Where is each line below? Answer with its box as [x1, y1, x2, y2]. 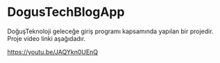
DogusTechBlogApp [7, 4, 125, 20]
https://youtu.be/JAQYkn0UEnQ [7, 48, 99, 56]
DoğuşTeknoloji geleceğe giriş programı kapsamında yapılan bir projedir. [7, 27, 214, 35]
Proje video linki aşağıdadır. [7, 34, 86, 42]
